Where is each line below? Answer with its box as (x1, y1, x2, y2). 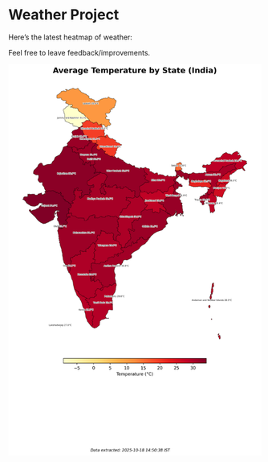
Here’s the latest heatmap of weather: (8, 32, 132, 42)
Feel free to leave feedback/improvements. (8, 47, 151, 57)
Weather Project (8, 6, 120, 24)
